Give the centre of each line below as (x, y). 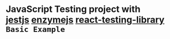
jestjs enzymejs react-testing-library (85, 20)
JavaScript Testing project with (73, 9)
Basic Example (36, 30)
